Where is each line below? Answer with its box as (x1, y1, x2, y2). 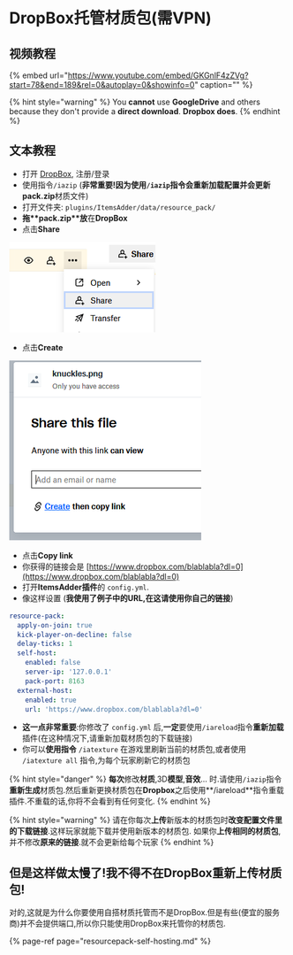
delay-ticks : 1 (17, 639, 73, 649)
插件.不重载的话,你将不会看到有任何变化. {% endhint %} (9, 796, 211, 806)
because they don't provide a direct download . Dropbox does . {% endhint (9, 106, 281, 116)
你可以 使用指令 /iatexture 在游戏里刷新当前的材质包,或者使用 (21, 744, 247, 755)
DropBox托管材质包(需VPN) (9, 8, 212, 28)
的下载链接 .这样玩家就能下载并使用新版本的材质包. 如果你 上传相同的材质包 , (9, 826, 282, 836)
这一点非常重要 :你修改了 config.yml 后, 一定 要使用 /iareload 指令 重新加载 (21, 722, 284, 733)
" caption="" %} (193, 80, 253, 89)
